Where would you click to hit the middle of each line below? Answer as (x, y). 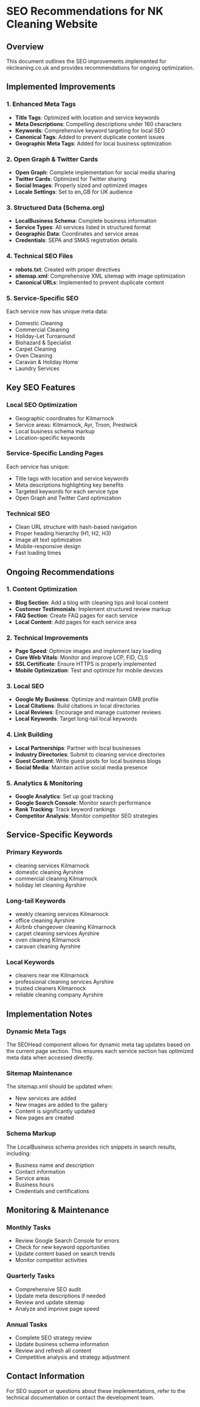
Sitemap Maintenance (40, 1073)
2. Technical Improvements (47, 638)
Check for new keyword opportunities (62, 1247)
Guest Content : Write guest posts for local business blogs (88, 761)
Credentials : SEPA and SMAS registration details (76, 240)
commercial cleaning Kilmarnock (56, 878)
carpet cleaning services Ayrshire (57, 934)
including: (19, 1153)
